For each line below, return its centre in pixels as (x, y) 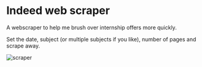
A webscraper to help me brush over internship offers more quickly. (92, 27)
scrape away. (23, 46)
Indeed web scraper (58, 11)
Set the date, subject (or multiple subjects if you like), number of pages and (101, 39)
